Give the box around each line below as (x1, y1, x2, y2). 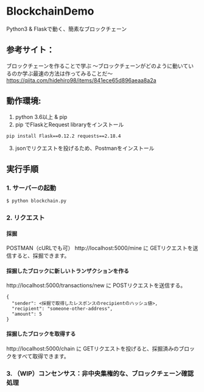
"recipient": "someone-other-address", (12, 306, 113, 312)
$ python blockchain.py (6, 198, 67, 204)
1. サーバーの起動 (6, 184, 57, 192)
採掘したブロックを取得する (6, 330, 76, 338)
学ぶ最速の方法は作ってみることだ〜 (22, 69, 113, 77)
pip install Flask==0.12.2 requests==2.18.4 (6, 133, 121, 139)
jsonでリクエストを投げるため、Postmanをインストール (15, 144, 155, 152)
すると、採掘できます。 (11, 252, 70, 260)
